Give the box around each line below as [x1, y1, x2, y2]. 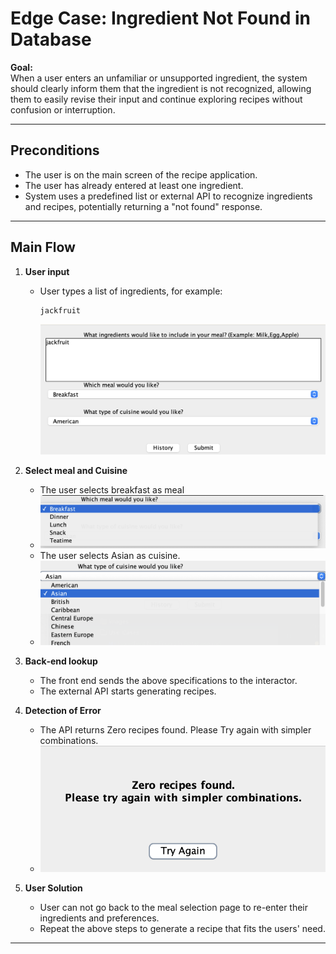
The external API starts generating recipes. [39, 685, 217, 697]
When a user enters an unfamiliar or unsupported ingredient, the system [10, 72, 308, 84]
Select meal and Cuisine [24, 464, 128, 476]
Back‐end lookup [24, 655, 98, 667]
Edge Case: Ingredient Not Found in [10, 7, 311, 30]
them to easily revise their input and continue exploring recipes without [10, 93, 303, 105]
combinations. [39, 734, 99, 746]
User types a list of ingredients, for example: [39, 285, 223, 297]
